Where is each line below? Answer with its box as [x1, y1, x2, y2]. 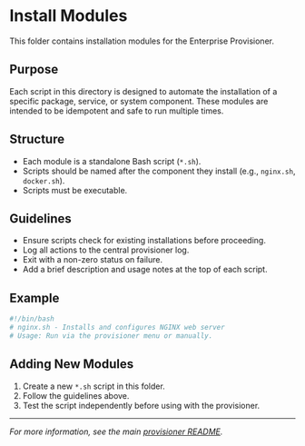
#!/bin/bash [9, 314, 54, 323]
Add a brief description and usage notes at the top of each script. [22, 264, 268, 275]
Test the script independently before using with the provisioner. [22, 400, 261, 411]
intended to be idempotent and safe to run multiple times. [9, 105, 224, 116]
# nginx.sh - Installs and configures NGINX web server [9, 323, 225, 332]
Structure [9, 132, 65, 147]
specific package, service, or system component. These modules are [9, 95, 269, 106]
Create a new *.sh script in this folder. [22, 381, 165, 391]
